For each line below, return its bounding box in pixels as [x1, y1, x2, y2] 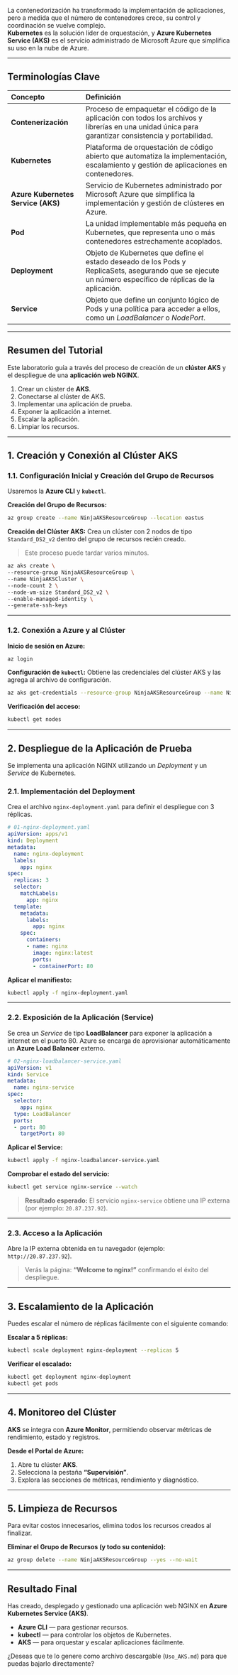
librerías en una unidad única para [85, 121, 199, 131]
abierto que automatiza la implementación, [85, 151, 227, 161]
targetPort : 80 [20, 1130, 65, 1137]
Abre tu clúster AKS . [17, 1460, 78, 1469]
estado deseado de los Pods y [85, 256, 186, 266]
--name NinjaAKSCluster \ [7, 575, 84, 582]
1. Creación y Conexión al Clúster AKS [7, 450, 178, 462]
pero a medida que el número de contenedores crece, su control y [7, 13, 201, 22]
